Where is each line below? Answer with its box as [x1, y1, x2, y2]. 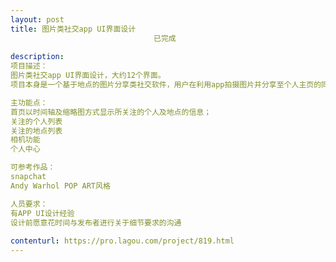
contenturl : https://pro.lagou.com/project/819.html [10, 236, 235, 246]
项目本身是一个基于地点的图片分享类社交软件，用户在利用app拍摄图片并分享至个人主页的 [10, 80, 322, 90]
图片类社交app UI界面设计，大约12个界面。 [10, 71, 166, 81]
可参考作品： [10, 162, 56, 173]
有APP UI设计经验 [10, 208, 75, 218]
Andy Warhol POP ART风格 [10, 181, 111, 191]
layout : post [10, 14, 65, 25]
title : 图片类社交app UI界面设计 [10, 24, 137, 34]
